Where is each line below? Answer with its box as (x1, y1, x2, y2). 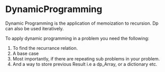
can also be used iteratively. (5, 25, 64, 31)
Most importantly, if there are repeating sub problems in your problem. (12, 55, 160, 61)
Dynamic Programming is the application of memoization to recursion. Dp (5, 20, 159, 26)
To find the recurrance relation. (12, 45, 78, 51)
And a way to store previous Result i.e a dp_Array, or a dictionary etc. (12, 61, 157, 67)
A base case (12, 50, 39, 56)
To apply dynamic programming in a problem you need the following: (5, 35, 150, 41)
